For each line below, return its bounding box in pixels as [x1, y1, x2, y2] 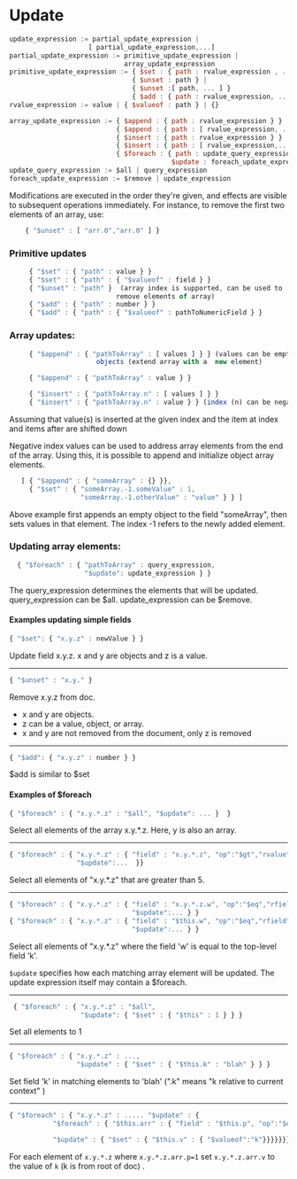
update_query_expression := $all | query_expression [9, 166, 208, 175]
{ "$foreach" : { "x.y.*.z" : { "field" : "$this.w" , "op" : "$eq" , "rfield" [9, 916, 291, 926]
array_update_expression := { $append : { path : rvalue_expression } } [9, 116, 283, 125]
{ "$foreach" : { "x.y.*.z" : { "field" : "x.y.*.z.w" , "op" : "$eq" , [9, 900, 267, 909]
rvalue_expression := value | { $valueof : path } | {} [9, 100, 219, 109]
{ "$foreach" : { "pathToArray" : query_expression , [17, 560, 216, 570]
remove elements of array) [116, 291, 216, 301]
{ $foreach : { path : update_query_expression [116, 150, 294, 159]
